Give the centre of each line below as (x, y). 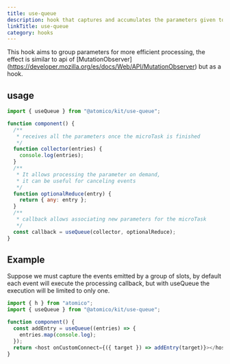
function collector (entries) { (58, 149)
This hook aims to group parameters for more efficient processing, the (106, 52)
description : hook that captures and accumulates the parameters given (111, 20)
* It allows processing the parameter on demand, (88, 174)
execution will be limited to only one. (59, 291)
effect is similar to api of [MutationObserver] (69, 60)
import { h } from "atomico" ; (50, 303)
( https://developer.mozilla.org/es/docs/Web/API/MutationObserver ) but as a (114, 66)
